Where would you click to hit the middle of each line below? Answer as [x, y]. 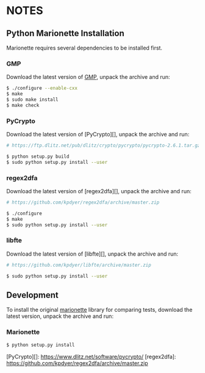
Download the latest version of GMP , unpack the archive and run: [88, 77]
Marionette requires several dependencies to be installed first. [85, 48]
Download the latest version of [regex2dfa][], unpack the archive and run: [99, 191]
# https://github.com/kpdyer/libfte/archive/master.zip [79, 265]
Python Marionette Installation [65, 33]
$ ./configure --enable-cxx [42, 88]
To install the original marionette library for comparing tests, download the [99, 310]
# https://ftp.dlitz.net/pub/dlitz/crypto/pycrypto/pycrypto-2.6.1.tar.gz [103, 146]
